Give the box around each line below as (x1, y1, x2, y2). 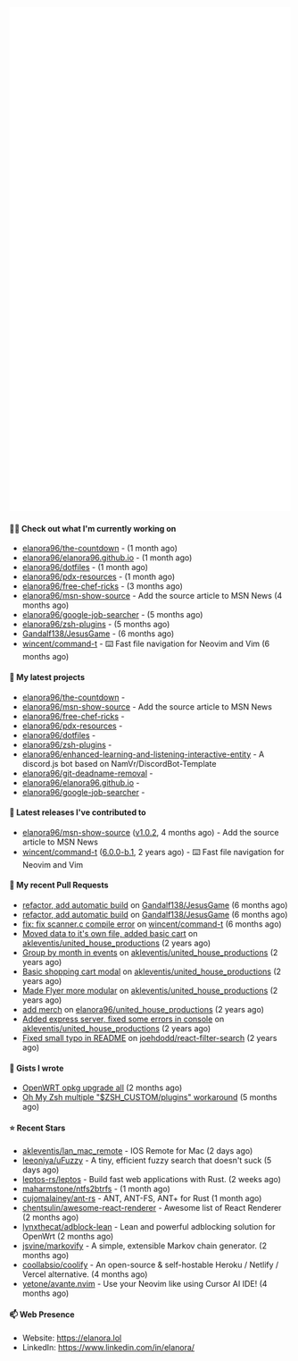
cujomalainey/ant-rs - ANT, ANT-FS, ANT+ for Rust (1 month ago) (21, 1193, 262, 1204)
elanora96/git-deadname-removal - (21, 768, 153, 778)
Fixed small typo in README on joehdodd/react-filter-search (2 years (21, 1033, 277, 1044)
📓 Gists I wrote (9, 1063, 64, 1073)
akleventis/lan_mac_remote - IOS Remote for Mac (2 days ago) (21, 1146, 253, 1156)
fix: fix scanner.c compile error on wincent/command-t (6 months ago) (21, 919, 283, 929)
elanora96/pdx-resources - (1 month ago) (21, 571, 176, 583)
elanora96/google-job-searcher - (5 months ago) (21, 609, 203, 620)
